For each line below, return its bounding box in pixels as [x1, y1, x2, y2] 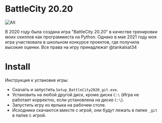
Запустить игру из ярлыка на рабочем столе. [12, 102, 106, 108]
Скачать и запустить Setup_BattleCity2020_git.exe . [12, 86, 118, 92]
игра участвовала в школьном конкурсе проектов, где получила [5, 39, 140, 45]
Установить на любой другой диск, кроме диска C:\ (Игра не [12, 92, 139, 97]
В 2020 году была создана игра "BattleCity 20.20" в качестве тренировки [5, 29, 158, 34]
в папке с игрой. [12, 112, 47, 118]
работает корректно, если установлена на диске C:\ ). [12, 97, 125, 103]
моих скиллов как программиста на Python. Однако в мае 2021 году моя [5, 34, 157, 40]
